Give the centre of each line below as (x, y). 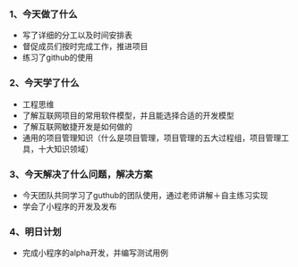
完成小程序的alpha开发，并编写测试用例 (95, 253)
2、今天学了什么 (44, 83)
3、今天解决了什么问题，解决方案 (81, 174)
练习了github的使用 (58, 58)
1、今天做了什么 (43, 13)
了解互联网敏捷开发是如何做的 (77, 126)
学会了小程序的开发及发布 (69, 206)
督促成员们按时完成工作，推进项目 (85, 46)
